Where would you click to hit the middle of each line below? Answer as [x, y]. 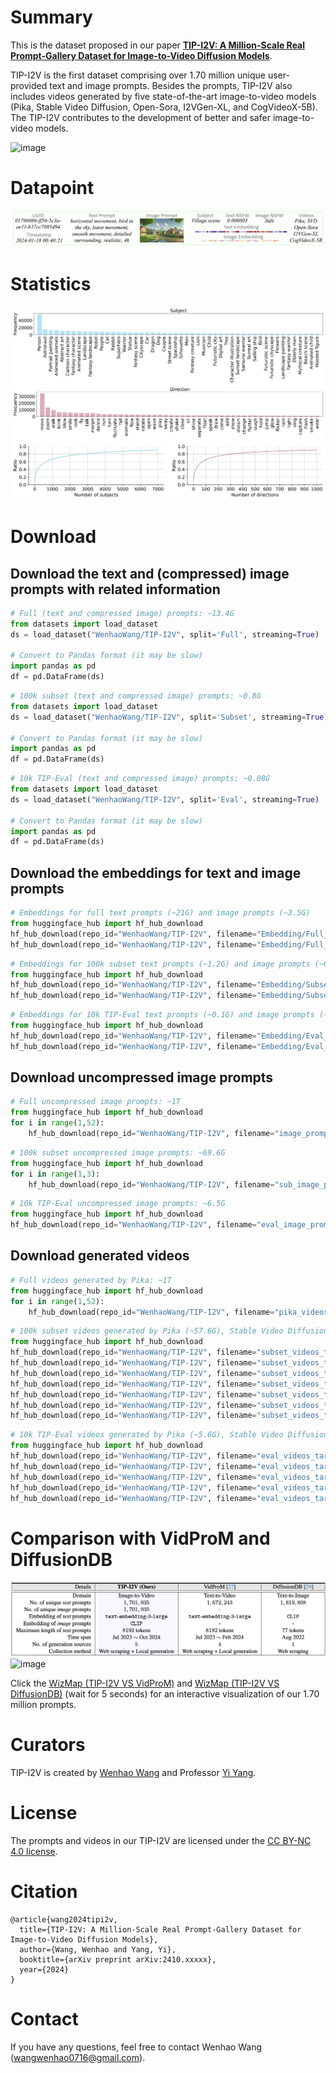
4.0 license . [34, 1851]
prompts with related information [115, 589]
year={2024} [44, 1969]
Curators [48, 1745]
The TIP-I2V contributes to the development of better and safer [140, 117]
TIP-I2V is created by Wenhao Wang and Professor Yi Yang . [133, 1772]
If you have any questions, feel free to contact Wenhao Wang [136, 2047]
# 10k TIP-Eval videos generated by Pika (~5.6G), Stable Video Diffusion [169, 1435]
